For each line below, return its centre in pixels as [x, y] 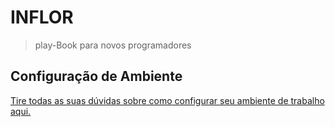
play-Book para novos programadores [113, 45]
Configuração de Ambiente [96, 76]
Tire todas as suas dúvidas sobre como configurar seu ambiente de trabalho [167, 100]
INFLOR [42, 17]
